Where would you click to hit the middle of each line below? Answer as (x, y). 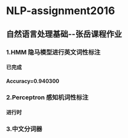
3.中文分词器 (24, 129)
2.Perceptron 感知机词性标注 (47, 97)
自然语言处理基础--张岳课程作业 (64, 34)
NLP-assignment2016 (60, 11)
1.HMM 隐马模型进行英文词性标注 (53, 52)
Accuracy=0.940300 (33, 81)
